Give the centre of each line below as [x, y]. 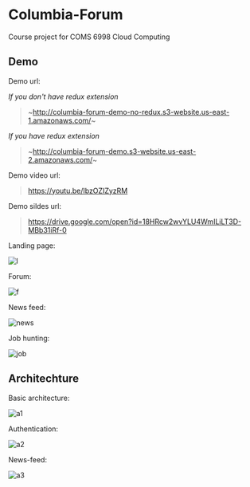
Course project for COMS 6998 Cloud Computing [89, 37]
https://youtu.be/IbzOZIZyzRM [78, 190]
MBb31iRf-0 [47, 230]
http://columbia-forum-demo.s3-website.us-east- [115, 151]
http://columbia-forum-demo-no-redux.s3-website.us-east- [131, 112]
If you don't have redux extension [63, 96]
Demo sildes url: [35, 206]
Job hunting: [29, 338]
